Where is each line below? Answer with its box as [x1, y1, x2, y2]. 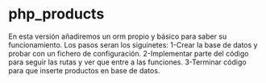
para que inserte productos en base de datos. [8, 65, 160, 75]
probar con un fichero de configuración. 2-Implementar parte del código [8, 48, 249, 58]
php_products [8, 5, 105, 23]
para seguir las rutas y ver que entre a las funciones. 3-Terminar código [8, 57, 247, 67]
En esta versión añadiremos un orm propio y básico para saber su [8, 31, 227, 41]
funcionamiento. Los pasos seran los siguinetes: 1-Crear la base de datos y [8, 39, 258, 49]
